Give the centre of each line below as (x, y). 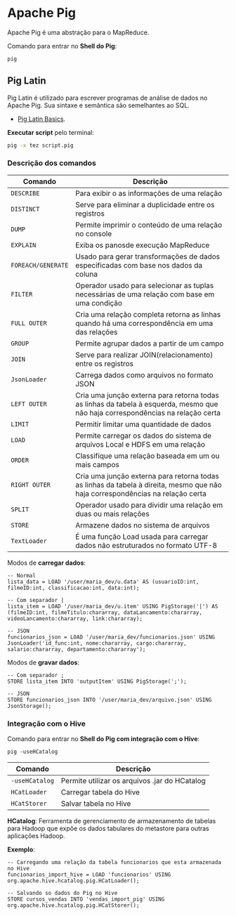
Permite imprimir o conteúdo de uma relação (149, 225)
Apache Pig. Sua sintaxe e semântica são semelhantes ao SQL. (98, 105)
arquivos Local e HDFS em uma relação (140, 444)
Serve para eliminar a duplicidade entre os (145, 204)
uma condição (99, 303)
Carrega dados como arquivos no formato (144, 375)
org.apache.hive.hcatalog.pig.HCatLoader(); (73, 881)
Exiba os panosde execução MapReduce (142, 245)
